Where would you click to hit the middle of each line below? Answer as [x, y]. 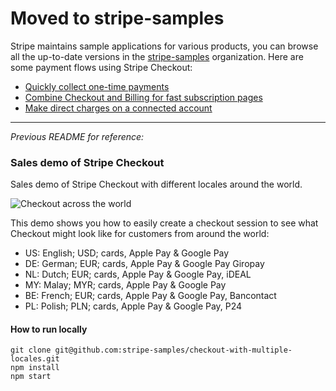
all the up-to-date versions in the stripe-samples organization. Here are [157, 56]
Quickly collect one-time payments [97, 86]
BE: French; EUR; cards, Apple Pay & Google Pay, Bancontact [150, 296]
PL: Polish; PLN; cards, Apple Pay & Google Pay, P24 [133, 306]
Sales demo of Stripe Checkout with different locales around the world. [156, 184]
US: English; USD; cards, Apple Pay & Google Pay [127, 253]
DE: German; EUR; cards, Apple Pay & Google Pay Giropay [144, 264]
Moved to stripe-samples [117, 18]
